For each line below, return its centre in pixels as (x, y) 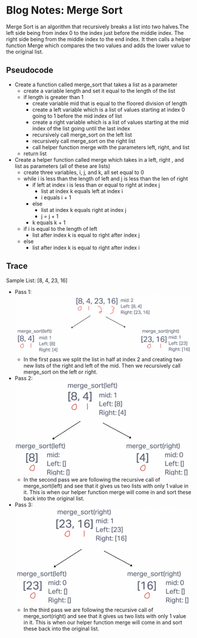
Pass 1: (23, 292)
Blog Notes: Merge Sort (64, 10)
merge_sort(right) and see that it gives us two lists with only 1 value (105, 616)
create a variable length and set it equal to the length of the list (99, 91)
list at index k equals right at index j (84, 210)
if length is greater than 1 (54, 97)
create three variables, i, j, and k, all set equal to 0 (84, 172)
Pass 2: (24, 378)
